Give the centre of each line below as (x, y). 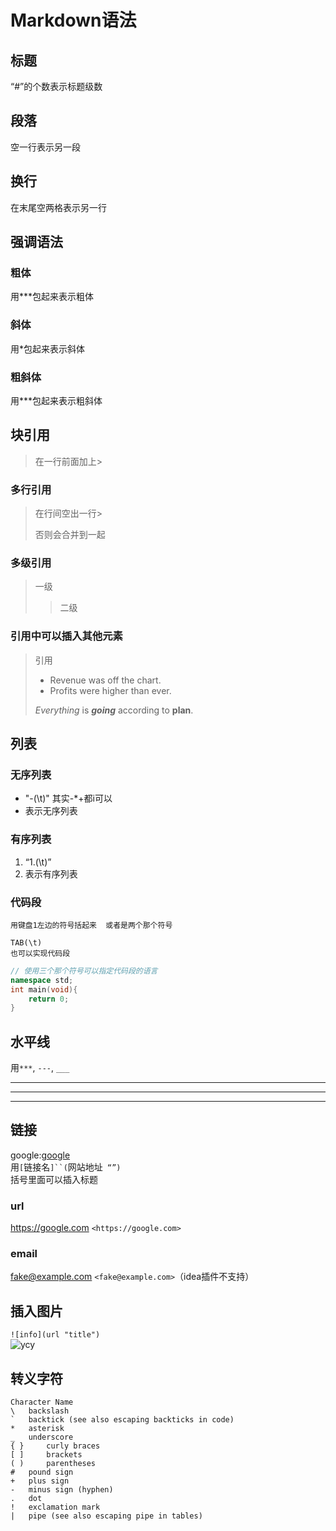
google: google (40, 1155)
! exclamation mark (55, 1507)
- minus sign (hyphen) (62, 1490)
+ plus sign (40, 1481)
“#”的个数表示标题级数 (56, 86)
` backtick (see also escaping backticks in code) (122, 1420)
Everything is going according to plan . (114, 710)
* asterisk (37, 1429)
